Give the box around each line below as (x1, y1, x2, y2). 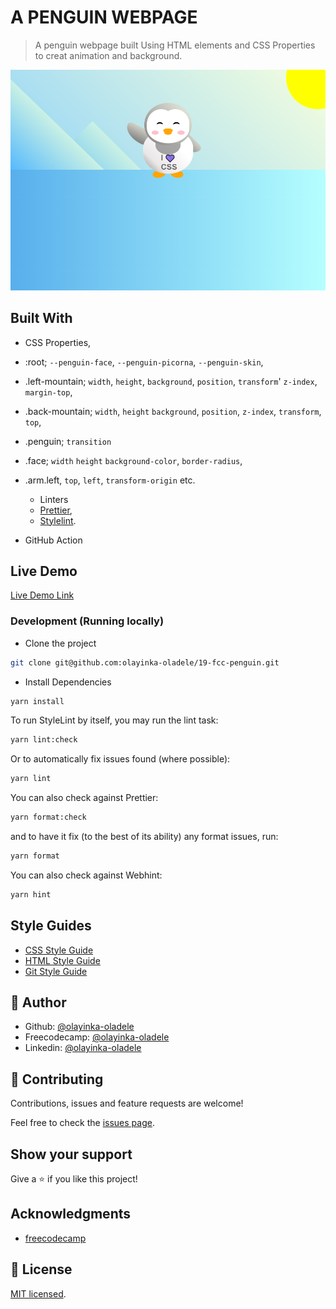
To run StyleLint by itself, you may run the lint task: (10, 714, 219, 726)
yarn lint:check (10, 735, 78, 745)
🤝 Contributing (10, 1071, 104, 1088)
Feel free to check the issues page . (10, 1117, 155, 1129)
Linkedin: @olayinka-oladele (24, 1042, 142, 1054)
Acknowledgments (10, 1206, 132, 1223)
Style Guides (10, 917, 92, 935)
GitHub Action (24, 534, 83, 546)
